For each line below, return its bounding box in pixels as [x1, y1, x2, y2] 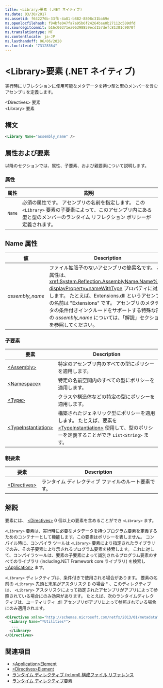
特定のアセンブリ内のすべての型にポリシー [58, 361, 154, 368]
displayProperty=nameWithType [49, 285, 123, 292]
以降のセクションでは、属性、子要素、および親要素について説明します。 [5, 163, 149, 168]
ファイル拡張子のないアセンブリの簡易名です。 [49, 264, 156, 271]
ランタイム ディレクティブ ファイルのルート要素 [41, 478, 150, 485]
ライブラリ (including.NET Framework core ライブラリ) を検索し [17, 558, 146, 564]
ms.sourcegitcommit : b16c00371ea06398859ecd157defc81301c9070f [5, 25, 136, 30]
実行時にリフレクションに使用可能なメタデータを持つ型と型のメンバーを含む [5, 83, 158, 89]
